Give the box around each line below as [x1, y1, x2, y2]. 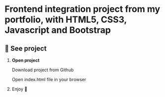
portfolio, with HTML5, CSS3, [4, 14, 127, 25]
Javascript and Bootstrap [4, 25, 111, 36]
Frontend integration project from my [4, 3, 161, 15]
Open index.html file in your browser [11, 77, 86, 82]
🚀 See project [4, 44, 47, 52]
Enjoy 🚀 [11, 86, 28, 92]
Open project [11, 57, 40, 63]
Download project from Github [11, 67, 74, 73]
